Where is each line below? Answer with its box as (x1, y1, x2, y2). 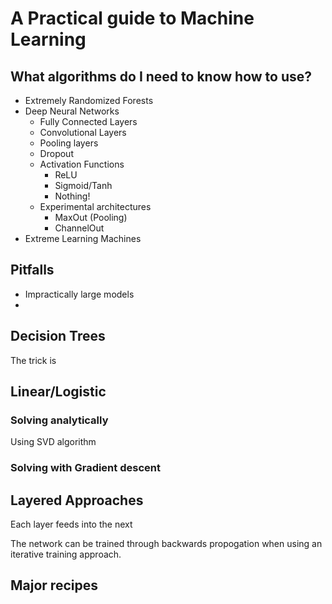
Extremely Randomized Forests (24, 95, 154, 106)
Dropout (39, 148, 74, 159)
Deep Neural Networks (24, 105, 120, 117)
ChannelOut (54, 222, 105, 234)
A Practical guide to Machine (10, 7, 255, 30)
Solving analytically (10, 413, 109, 427)
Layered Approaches (10, 492, 144, 509)
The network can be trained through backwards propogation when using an (10, 538, 323, 550)
